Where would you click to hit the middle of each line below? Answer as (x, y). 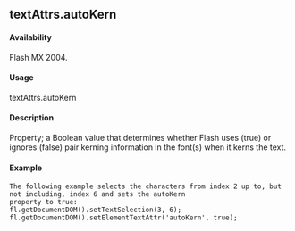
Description (32, 118)
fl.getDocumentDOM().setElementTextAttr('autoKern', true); (124, 218)
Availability (30, 37)
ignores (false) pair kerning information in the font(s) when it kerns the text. (148, 147)
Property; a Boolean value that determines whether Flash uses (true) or (140, 138)
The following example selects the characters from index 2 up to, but (145, 186)
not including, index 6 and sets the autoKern (97, 194)
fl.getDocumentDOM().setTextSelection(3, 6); (95, 210)
